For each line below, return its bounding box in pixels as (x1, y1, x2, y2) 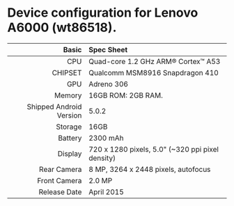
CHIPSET (52, 68, 82, 77)
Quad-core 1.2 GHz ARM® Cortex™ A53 (88, 56, 221, 66)
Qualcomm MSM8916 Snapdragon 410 (88, 68, 219, 77)
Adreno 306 (88, 79, 129, 88)
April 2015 (88, 187, 124, 196)
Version (56, 110, 82, 120)
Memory (54, 90, 82, 100)
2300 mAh (88, 133, 124, 143)
